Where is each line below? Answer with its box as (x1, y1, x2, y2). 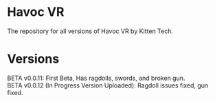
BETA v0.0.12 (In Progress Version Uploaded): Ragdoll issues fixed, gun (7, 81, 209, 90)
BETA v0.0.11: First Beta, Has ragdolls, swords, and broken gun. (7, 74, 185, 82)
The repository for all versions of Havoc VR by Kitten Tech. (7, 27, 174, 35)
